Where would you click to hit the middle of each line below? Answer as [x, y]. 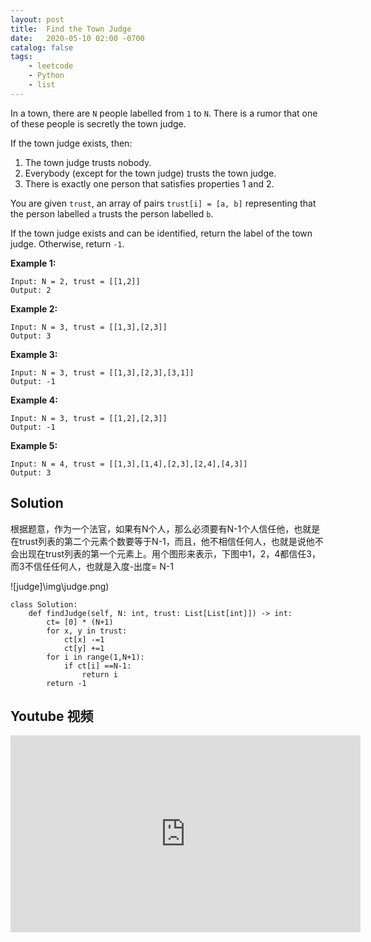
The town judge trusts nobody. [88, 162]
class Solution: [44, 604]
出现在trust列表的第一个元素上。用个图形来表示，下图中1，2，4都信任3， [170, 553]
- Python [46, 76]
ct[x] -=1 [84, 639]
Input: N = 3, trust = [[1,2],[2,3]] [89, 418]
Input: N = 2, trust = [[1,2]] [75, 281]
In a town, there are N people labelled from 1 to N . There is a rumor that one [164, 113]
